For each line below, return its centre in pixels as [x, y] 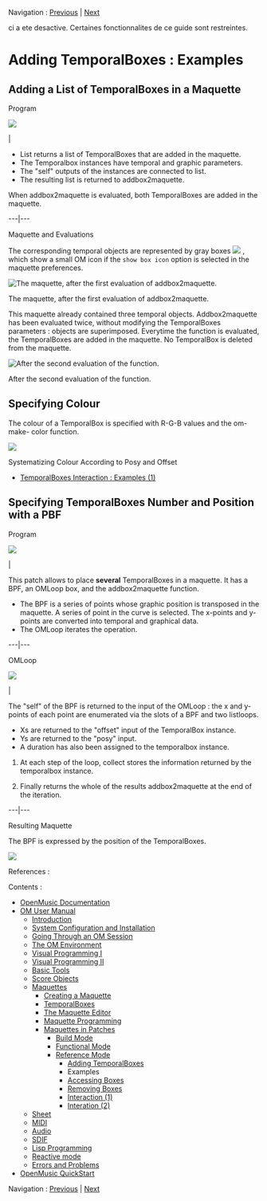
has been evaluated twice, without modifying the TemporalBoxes [115, 322]
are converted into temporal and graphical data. [121, 621]
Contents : [25, 887]
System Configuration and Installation [93, 928]
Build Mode [74, 1038]
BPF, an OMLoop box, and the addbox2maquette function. [104, 588]
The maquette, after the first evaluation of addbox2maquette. [109, 298]
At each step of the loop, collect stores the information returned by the [135, 762]
